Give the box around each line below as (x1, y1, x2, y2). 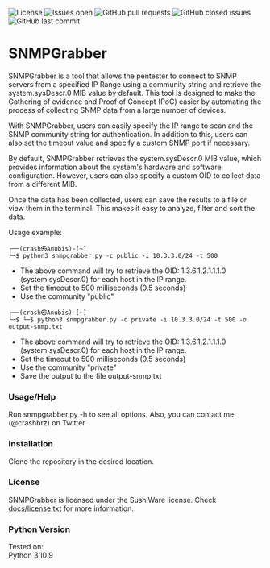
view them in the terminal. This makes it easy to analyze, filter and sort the (8, 203, 255, 213)
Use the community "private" (19, 363, 117, 372)
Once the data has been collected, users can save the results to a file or (8, 194, 247, 205)
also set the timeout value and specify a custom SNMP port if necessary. (8, 138, 251, 147)
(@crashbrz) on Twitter (8, 418, 86, 428)
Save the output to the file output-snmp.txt (19, 371, 162, 380)
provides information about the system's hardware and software (8, 162, 222, 172)
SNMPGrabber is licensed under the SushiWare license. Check (8, 495, 217, 504)
